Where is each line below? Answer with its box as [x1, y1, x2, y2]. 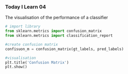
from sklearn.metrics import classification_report [5, 33, 113, 38]
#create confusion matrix [5, 42, 58, 47]
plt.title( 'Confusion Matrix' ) [5, 60, 69, 65]
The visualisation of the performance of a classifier [5, 15, 108, 21]
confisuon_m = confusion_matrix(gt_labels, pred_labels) [5, 47, 124, 51]
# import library [5, 24, 41, 29]
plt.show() [5, 65, 27, 70]
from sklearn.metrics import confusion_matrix [5, 28, 102, 34]
